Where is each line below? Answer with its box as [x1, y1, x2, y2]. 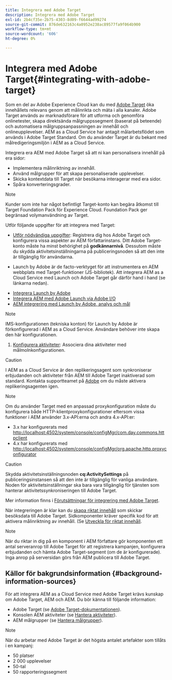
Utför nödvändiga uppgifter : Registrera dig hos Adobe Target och [12, 232, 150, 238]
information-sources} [5, 577, 76, 586]
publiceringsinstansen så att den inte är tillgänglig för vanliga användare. [5, 476, 159, 483]
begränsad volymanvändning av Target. [5, 212, 89, 218]
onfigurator [12, 451, 37, 457]
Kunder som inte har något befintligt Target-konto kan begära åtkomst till [5, 201, 159, 207]
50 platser [12, 652, 34, 658]
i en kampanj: [5, 642, 34, 649]
